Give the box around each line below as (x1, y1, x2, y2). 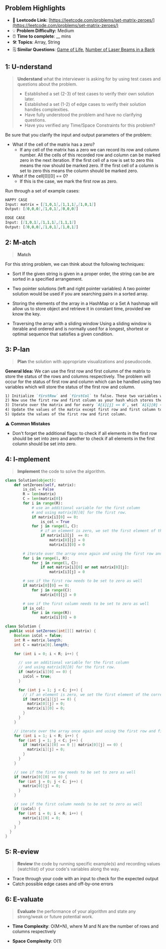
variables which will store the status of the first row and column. (5, 383, 136, 390)
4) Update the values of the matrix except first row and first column (5, 407, 156, 412)
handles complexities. (24, 106, 69, 112)
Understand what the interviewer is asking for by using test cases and (17, 76, 161, 82)
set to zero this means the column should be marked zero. (19, 168, 138, 174)
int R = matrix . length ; (14, 638, 63, 643)
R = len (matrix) (23, 492, 56, 497)
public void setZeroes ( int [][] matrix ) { (9, 628, 96, 634)
